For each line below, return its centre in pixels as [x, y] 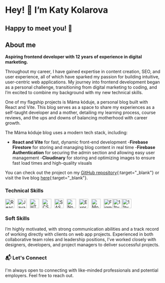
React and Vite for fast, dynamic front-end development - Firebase [80, 142]
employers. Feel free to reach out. [39, 276]
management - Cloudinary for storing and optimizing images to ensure [83, 158]
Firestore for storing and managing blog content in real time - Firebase [84, 147]
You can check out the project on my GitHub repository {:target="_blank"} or [82, 173]
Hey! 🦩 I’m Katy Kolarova [57, 10]
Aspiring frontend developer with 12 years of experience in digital [73, 57]
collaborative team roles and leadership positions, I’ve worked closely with [81, 239]
